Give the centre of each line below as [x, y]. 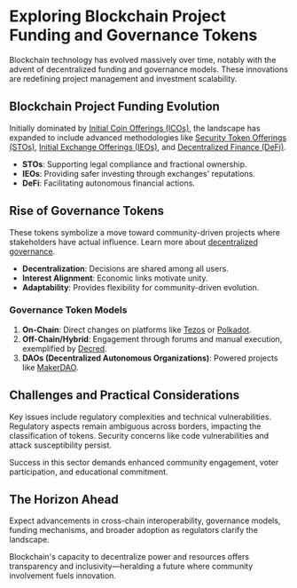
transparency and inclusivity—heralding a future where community [131, 567]
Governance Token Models [68, 310]
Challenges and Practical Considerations [125, 396]
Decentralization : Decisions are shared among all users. [125, 268]
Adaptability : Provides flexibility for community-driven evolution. [141, 287]
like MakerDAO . [50, 367]
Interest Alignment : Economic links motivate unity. [115, 278]
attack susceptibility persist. [61, 445]
